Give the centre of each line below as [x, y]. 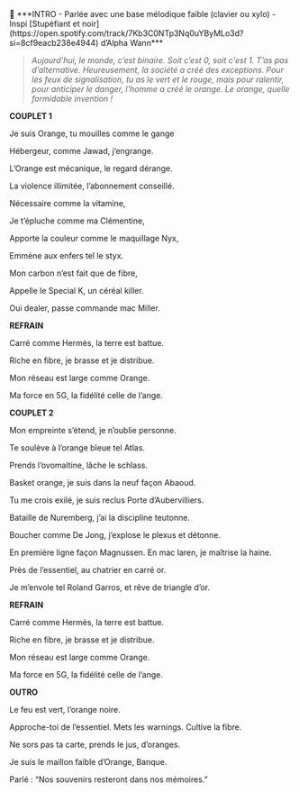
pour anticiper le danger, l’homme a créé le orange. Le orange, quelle [160, 89]
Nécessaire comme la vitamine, [68, 203]
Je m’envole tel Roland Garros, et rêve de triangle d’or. [110, 587]
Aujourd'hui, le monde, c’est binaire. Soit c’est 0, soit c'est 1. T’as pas [160, 60]
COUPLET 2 [32, 413]
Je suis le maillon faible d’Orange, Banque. [88, 762]
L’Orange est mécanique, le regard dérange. [91, 168]
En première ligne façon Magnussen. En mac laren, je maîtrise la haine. [140, 552]
